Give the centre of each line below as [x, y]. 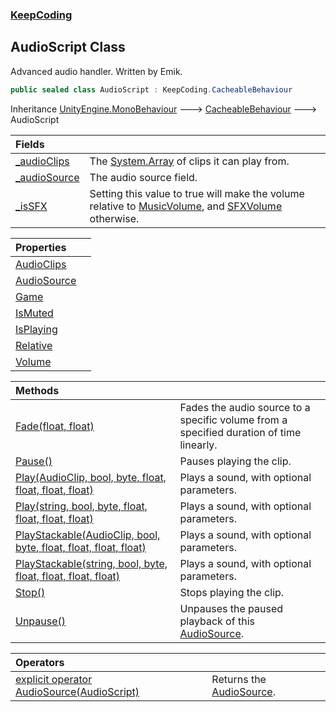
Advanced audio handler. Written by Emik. [96, 71]
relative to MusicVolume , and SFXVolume [186, 206]
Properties [41, 247]
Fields [30, 144]
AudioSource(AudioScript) [77, 691]
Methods [37, 390]
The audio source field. [143, 177]
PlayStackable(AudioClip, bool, [88, 535]
